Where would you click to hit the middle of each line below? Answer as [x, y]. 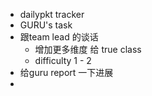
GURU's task [46, 25]
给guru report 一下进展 [66, 72]
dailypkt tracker [52, 14]
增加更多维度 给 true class [88, 49]
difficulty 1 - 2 [63, 60]
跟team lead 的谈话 [59, 37]
